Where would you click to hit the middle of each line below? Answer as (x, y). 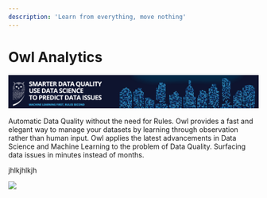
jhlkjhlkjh (23, 170)
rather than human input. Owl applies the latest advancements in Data (122, 138)
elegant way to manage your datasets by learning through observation (123, 130)
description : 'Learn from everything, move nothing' (97, 17)
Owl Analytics (56, 57)
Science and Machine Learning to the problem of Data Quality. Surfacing (127, 146)
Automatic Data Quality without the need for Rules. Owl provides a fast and (131, 121)
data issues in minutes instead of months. (76, 155)
